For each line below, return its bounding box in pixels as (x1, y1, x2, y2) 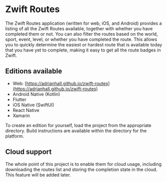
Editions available (5, 67, 62, 76)
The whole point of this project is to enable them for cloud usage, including (5, 161, 162, 167)
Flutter (12, 96, 27, 102)
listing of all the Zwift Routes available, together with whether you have (5, 25, 153, 31)
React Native (12, 107, 39, 113)
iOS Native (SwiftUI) (12, 102, 55, 108)
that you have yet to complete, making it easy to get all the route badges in (5, 47, 161, 53)
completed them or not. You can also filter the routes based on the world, (5, 31, 158, 37)
